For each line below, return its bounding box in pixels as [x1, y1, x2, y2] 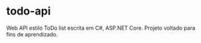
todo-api [6, 4, 51, 18]
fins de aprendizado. [6, 30, 58, 38]
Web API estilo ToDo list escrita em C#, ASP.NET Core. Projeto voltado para [6, 24, 196, 31]
